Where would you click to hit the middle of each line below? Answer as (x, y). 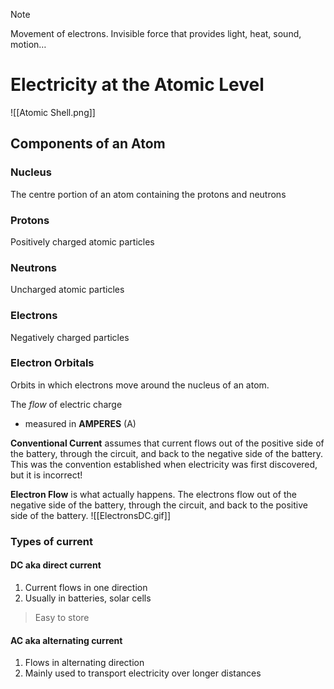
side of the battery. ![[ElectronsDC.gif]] (91, 515)
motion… (28, 44)
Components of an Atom (88, 144)
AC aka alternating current (66, 640)
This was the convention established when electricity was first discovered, (164, 464)
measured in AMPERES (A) (80, 423)
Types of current (52, 541)
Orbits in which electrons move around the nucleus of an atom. (140, 385)
